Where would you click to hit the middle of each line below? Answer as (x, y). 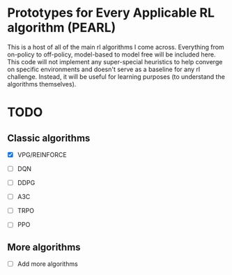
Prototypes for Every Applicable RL (111, 13)
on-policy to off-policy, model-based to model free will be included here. (111, 54)
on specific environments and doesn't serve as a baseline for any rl (104, 69)
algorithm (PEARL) (62, 28)
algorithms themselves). (42, 84)
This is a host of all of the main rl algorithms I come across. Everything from (116, 47)
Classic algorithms (49, 138)
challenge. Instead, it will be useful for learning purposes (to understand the (116, 76)
